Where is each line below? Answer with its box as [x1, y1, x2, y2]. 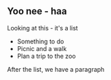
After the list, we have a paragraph [7, 65, 105, 73]
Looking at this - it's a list [7, 23, 78, 32]
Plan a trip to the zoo [16, 52, 76, 60]
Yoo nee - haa [7, 6, 67, 17]
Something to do [16, 37, 64, 46]
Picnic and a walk [16, 44, 67, 52]
